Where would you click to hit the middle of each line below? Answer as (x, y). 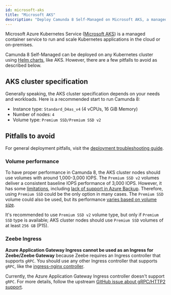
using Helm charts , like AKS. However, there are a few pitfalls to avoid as (81, 60)
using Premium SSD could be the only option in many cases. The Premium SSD (84, 194)
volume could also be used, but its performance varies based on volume (81, 200)
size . (10, 205)
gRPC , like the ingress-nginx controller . (45, 266)
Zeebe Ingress (23, 239)
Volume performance (32, 161)
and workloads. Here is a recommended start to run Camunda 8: (73, 99)
